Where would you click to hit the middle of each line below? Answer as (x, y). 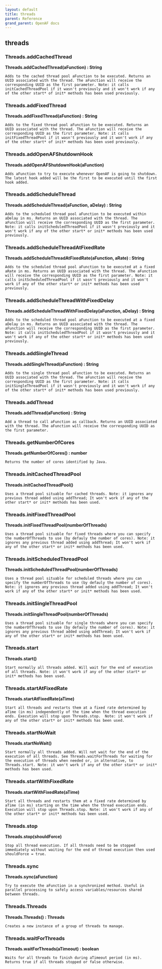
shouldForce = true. (26, 854)
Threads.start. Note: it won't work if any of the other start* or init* (81, 765)
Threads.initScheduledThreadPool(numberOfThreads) (61, 569)
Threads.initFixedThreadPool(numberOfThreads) (56, 525)
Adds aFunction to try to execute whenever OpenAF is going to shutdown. (81, 174)
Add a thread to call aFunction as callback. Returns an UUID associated (81, 422)
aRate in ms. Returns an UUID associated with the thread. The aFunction (81, 271)
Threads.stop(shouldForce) (33, 836)
